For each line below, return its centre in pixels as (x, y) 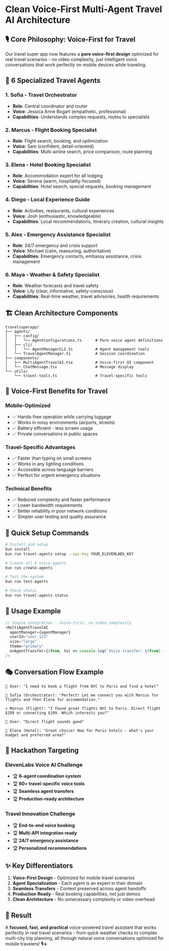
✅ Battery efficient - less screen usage (53, 428)
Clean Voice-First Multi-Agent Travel (84, 9)
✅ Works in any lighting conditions (48, 464)
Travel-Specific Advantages (40, 447)
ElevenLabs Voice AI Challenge (44, 764)
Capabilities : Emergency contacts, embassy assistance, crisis (77, 256)
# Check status (21, 591)
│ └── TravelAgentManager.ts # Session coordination (75, 353)
